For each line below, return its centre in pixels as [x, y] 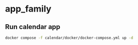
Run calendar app [33, 27]
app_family [28, 9]
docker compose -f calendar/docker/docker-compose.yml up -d [69, 38]
